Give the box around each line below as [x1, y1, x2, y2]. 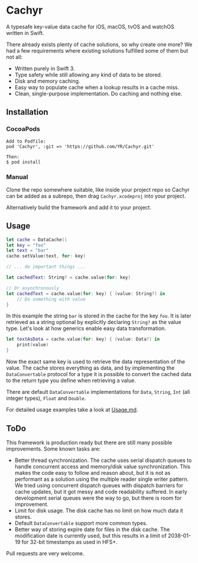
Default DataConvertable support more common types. [14, 519, 148, 526]
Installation [6, 107, 48, 117]
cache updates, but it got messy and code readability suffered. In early [14, 488, 187, 495]
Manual [6, 173, 28, 181]
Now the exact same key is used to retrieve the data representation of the [6, 358, 185, 365]
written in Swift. [6, 29, 44, 36]
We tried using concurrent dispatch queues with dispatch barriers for [14, 481, 183, 488]
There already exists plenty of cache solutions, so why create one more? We [6, 41, 193, 48]
